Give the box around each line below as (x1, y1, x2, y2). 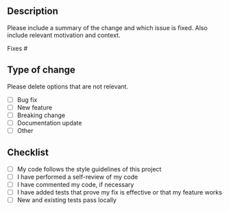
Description (7, 5, 58, 17)
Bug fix (16, 95, 38, 103)
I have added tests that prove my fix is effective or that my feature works (16, 188, 223, 196)
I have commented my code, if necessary (16, 180, 134, 188)
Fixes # (7, 44, 28, 52)
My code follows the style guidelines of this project (16, 164, 162, 173)
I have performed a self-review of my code (16, 173, 138, 181)
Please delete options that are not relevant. (7, 82, 129, 90)
